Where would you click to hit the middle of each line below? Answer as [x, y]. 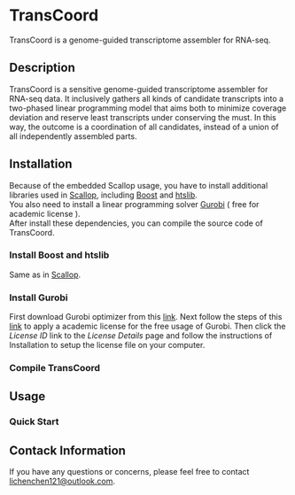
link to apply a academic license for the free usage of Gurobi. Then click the [147, 326]
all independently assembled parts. [73, 136]
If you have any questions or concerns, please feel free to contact [129, 472]
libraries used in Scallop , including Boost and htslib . [103, 195]
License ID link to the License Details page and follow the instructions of [141, 336]
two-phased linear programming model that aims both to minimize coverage [148, 108]
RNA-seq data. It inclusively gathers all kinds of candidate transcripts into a [147, 98]
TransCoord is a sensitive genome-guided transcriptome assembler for [139, 89]
